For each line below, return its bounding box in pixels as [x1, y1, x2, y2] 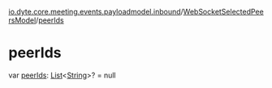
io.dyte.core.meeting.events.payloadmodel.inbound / [8, 7, 184, 16]
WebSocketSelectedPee [183, 7, 264, 16]
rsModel [8, 15, 37, 25]
